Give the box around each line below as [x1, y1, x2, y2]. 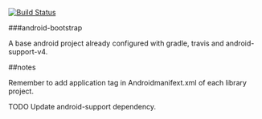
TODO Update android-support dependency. [8, 102, 157, 111]
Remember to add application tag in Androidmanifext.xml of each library [8, 78, 248, 87]
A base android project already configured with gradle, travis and [8, 38, 224, 48]
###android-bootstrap [8, 23, 83, 32]
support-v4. [8, 47, 48, 56]
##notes [8, 62, 36, 72]
